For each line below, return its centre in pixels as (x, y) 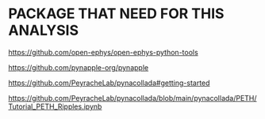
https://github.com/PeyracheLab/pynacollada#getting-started (109, 83)
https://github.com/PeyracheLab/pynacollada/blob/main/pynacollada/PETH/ (132, 98)
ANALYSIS (44, 30)
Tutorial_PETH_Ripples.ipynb (55, 106)
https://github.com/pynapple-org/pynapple (79, 67)
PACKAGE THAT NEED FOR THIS (116, 14)
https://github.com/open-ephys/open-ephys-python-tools (103, 52)
